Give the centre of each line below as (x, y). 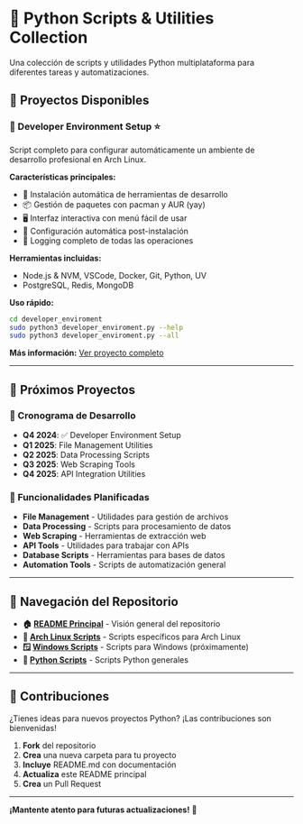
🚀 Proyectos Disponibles (79, 101)
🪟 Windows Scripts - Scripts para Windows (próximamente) (136, 647)
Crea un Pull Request (62, 783)
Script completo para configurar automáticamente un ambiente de (132, 150)
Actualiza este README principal (84, 774)
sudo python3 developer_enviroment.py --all (94, 336)
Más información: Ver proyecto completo (87, 353)
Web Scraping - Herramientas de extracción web (114, 536)
